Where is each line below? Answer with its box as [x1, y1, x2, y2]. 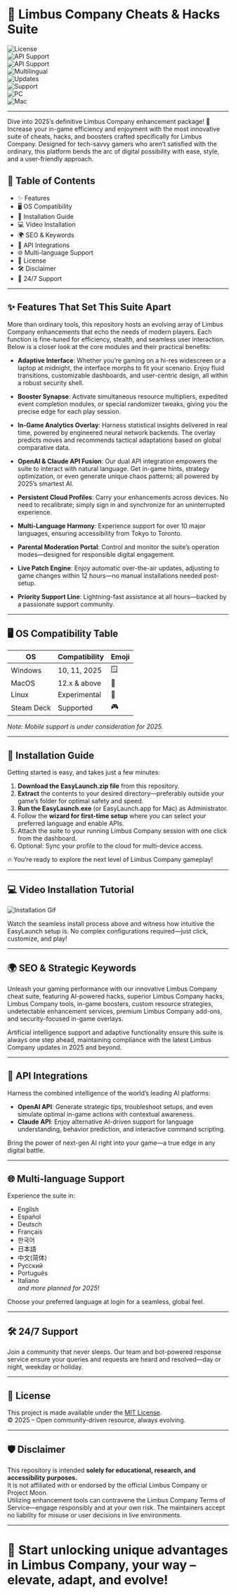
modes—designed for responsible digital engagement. [17, 550, 176, 558]
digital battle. [7, 1146, 46, 1154]
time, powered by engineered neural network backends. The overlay [17, 428, 216, 437]
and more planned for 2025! [17, 1284, 100, 1293]
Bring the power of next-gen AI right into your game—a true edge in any [7, 1138, 216, 1147]
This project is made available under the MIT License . [7, 1408, 162, 1417]
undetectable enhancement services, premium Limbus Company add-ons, [7, 1007, 223, 1015]
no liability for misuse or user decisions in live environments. [7, 1510, 183, 1519]
